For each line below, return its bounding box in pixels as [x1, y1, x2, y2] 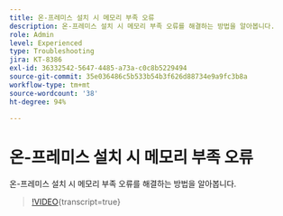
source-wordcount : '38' [9, 89, 99, 98]
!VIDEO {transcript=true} [31, 196, 122, 208]
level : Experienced [9, 38, 83, 48]
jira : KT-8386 [9, 55, 63, 64]
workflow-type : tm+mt [9, 80, 91, 89]
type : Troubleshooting [9, 47, 95, 56]
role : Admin [9, 30, 54, 39]
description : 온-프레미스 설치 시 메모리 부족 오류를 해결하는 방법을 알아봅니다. [9, 22, 275, 31]
